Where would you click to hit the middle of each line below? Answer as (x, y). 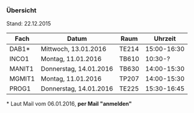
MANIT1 (21, 69)
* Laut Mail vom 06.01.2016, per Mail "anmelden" (69, 104)
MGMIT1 (22, 79)
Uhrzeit (165, 38)
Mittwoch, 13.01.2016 (74, 49)
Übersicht (21, 10)
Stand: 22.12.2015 (29, 24)
